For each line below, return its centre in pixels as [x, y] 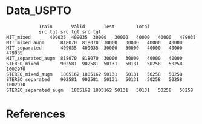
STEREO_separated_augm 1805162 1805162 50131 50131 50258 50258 [100, 90]
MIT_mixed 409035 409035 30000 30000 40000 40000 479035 [101, 37]
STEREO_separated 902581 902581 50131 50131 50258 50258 [94, 79]
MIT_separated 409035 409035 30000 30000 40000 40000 [94, 48]
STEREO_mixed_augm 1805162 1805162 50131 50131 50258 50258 [94, 74]
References [36, 114]
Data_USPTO [39, 11]
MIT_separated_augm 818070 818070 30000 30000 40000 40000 [94, 58]
